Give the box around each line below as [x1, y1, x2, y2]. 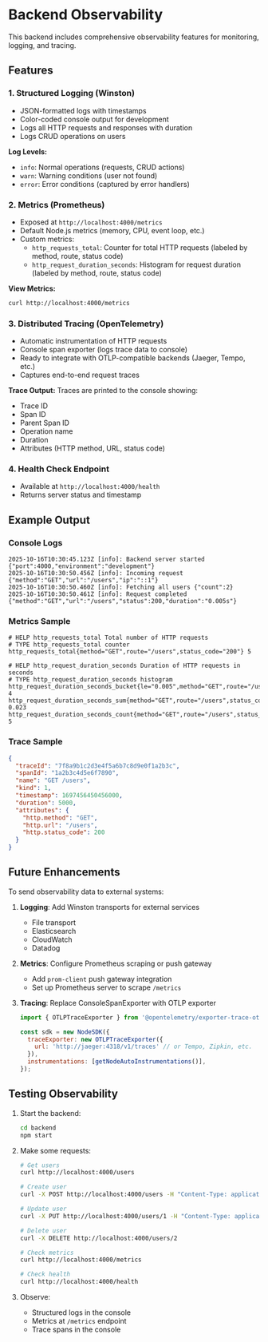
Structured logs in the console [31, 1308, 132, 1317]
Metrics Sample [8, 616, 71, 626]
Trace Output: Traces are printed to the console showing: [8, 386, 198, 395]
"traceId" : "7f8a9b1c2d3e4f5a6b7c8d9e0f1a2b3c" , [15, 761, 180, 770]
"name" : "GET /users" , [15, 776, 91, 784]
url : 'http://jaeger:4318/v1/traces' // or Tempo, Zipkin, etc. [34, 1042, 253, 1051]
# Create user [19, 1183, 67, 1191]
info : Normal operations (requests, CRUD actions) [19, 162, 185, 172]
